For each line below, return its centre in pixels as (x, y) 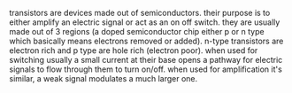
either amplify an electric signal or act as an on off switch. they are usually (145, 22)
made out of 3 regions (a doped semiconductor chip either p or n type (137, 31)
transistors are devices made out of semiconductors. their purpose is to (140, 13)
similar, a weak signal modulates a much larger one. (104, 78)
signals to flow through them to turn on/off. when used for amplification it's (146, 69)
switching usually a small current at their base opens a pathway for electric (146, 60)
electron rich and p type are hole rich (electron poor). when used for (134, 50)
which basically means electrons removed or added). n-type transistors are (146, 41)
